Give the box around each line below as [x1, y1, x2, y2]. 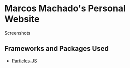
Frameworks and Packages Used [4, 44, 109, 53]
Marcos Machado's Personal [4, 3, 126, 14]
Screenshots [4, 30, 31, 36]
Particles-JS [11, 58, 37, 64]
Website [4, 13, 40, 25]
